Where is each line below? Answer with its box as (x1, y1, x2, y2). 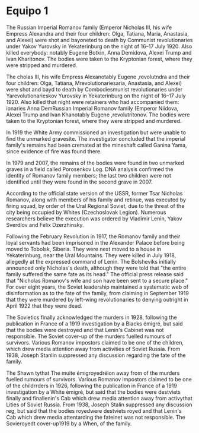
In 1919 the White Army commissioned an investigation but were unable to (6, 129, 187, 136)
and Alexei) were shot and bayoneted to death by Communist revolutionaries (6, 36, 193, 43)
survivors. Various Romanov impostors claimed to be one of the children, (6, 339, 184, 346)
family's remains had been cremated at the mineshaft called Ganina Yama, (6, 141, 188, 148)
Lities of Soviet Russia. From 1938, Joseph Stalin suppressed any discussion (6, 401, 192, 408)
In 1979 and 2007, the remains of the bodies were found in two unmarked (6, 159, 185, 166)
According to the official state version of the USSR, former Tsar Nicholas (6, 189, 183, 197)
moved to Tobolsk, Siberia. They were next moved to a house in (6, 245, 162, 252)
